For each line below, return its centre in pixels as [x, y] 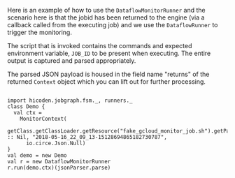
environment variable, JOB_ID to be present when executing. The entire [109, 53]
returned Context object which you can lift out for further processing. [107, 82]
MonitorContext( [44, 119]
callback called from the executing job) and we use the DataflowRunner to [113, 25]
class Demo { [26, 107]
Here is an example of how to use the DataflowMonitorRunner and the [106, 10]
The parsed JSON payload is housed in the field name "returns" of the [108, 74]
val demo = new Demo [37, 156]
